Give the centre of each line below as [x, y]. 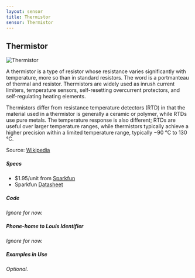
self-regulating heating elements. [46, 97]
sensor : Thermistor [30, 22]
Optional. [17, 269]
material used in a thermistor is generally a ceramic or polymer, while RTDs [97, 114]
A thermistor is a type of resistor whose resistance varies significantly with [96, 71]
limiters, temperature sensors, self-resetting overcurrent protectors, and [93, 90]
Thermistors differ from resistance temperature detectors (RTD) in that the [96, 108]
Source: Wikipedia [28, 150]
